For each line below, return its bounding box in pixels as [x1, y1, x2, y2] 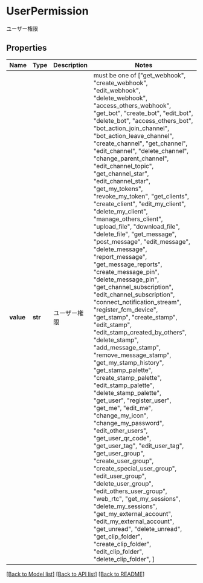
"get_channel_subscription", [93, 282, 173, 291]
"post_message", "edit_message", [93, 237, 190, 246]
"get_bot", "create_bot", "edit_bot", [93, 109, 193, 117]
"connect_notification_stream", [93, 298, 181, 306]
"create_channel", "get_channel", [93, 139, 188, 148]
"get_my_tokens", [93, 184, 143, 193]
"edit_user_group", [93, 472, 147, 480]
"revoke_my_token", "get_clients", [93, 192, 189, 200]
